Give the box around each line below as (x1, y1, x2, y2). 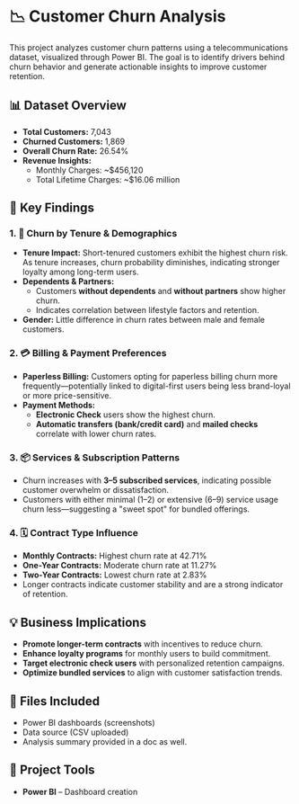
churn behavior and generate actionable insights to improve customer (9, 61, 268, 72)
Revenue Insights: (22, 155, 92, 165)
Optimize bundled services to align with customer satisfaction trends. (22, 667, 283, 678)
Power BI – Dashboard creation (22, 786, 138, 797)
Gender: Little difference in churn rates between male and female (22, 315, 265, 326)
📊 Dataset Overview (9, 98, 128, 113)
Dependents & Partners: (22, 276, 115, 287)
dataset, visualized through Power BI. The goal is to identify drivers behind (9, 51, 286, 62)
